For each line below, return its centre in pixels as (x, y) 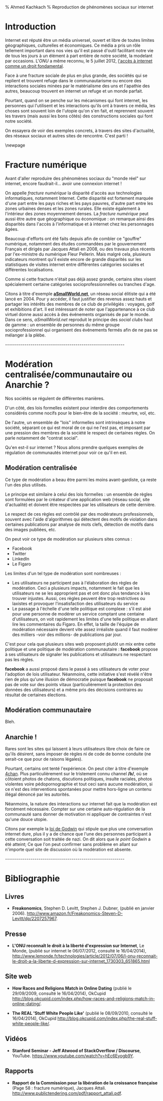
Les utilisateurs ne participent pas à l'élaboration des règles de (75, 583)
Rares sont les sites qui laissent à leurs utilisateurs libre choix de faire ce (77, 749)
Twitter (19, 553)
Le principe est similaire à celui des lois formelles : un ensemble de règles (79, 494)
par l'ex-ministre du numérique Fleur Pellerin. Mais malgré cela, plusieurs (78, 254)
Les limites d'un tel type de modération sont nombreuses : (63, 573)
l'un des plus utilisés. (26, 485)
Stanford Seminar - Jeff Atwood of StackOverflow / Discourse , (76, 1050)
